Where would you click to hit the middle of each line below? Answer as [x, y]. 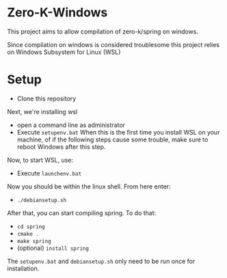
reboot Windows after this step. [61, 147]
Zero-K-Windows [57, 13]
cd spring [31, 227]
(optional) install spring [53, 248]
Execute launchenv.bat [49, 173]
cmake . [28, 234]
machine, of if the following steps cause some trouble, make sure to [112, 139]
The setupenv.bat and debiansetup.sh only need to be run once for [101, 261]
